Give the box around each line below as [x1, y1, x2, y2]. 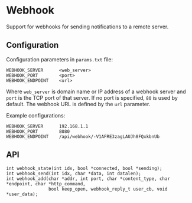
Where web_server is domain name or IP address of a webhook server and [6, 88, 186, 95]
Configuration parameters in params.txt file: [6, 55, 113, 63]
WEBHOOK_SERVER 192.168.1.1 [6, 123, 89, 129]
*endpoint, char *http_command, [6, 181, 86, 186]
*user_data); [6, 191, 38, 197]
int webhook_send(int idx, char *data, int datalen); [6, 171, 142, 176]
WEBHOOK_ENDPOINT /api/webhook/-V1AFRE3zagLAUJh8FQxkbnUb [6, 133, 160, 139]
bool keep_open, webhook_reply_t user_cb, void [48, 186, 168, 192]
